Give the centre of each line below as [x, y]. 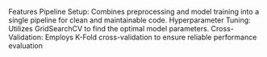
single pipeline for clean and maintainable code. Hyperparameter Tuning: [130, 20]
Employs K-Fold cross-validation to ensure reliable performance [151, 37]
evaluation [25, 46]
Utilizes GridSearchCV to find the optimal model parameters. [109, 28]
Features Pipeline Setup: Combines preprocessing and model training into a [134, 12]
